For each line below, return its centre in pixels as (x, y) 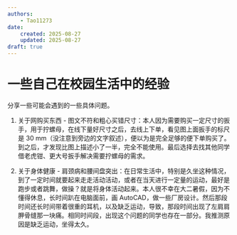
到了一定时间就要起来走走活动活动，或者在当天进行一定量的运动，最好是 (123, 180)
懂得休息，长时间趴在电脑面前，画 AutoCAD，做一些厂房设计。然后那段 (122, 197)
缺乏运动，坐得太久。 (62, 224)
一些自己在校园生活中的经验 (89, 84)
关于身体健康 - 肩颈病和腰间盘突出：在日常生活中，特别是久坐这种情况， (124, 170)
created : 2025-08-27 (51, 34)
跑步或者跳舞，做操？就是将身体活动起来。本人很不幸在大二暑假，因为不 (123, 188)
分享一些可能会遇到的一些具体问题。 (60, 105)
